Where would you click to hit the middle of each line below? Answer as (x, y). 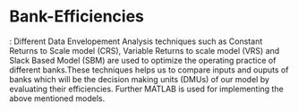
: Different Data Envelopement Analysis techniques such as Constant (136, 41)
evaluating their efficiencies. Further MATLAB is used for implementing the (146, 89)
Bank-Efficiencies (77, 17)
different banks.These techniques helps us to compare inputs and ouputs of (149, 70)
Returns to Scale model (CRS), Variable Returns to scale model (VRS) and (145, 50)
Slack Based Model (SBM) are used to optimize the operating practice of (143, 60)
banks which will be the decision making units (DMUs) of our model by (140, 79)
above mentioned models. (57, 98)
